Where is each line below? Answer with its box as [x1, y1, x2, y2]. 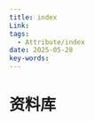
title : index [9, 12, 58, 22]
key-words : [9, 54, 50, 63]
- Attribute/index [17, 37, 86, 47]
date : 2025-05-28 [9, 46, 74, 55]
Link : [9, 21, 29, 30]
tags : [9, 29, 29, 38]
